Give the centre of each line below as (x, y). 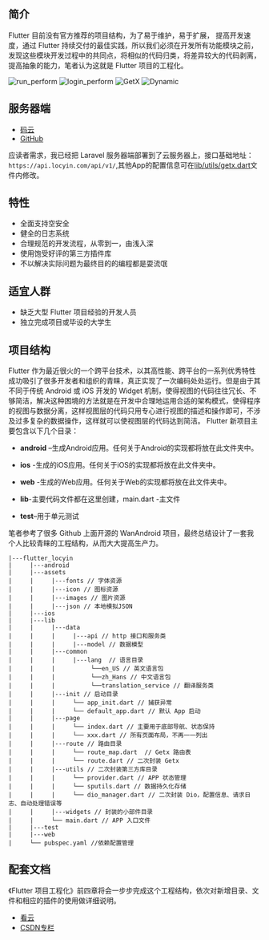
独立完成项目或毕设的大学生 (66, 322)
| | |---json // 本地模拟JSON (71, 607)
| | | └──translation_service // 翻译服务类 (111, 686)
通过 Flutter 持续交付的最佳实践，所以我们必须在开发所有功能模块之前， (140, 45)
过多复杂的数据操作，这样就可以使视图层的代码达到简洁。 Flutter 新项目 (133, 421)
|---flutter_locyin (41, 559)
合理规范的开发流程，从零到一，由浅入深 (86, 244)
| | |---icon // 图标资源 (63, 590)
